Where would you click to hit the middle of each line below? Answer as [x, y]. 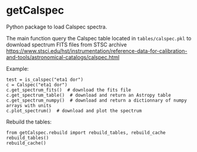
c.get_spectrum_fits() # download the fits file [69, 90]
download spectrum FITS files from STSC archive [66, 45]
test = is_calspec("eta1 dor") [45, 80]
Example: [18, 68]
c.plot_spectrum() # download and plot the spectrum [74, 110]
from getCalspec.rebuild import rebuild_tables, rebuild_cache [86, 132]
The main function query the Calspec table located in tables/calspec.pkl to [99, 38]
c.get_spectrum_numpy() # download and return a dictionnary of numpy [96, 100]
